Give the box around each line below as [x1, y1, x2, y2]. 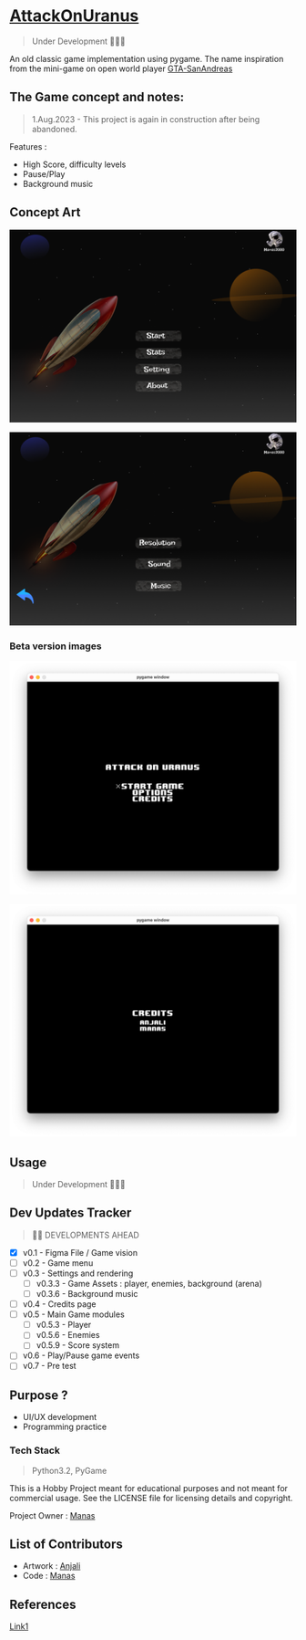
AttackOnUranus [9, 5, 139, 26]
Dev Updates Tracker [9, 1206, 132, 1221]
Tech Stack [9, 1444, 61, 1457]
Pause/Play [22, 168, 66, 179]
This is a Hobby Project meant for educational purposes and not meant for [9, 1482, 289, 1493]
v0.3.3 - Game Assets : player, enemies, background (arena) [36, 1278, 262, 1289]
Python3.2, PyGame [31, 1465, 107, 1476]
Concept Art [9, 204, 81, 220]
